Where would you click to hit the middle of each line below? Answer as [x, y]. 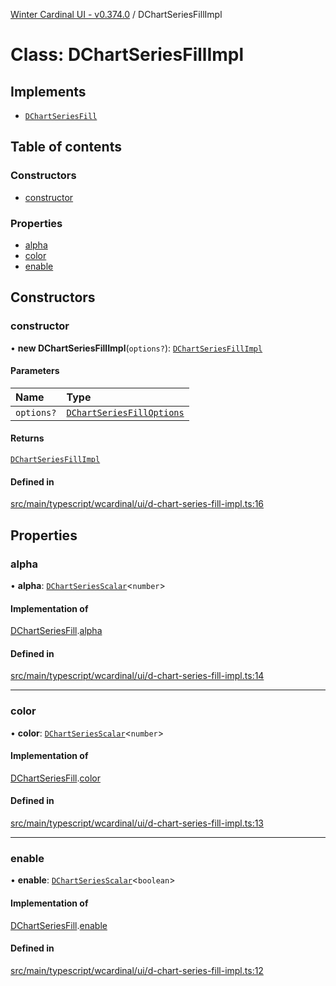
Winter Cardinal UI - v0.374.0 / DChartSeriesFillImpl [116, 14]
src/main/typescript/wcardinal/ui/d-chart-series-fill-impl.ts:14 [137, 676]
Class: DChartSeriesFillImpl [127, 55]
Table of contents [66, 147]
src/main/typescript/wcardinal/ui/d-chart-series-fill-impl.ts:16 [137, 504]
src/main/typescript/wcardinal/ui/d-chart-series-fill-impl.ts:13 [137, 823]
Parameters [35, 371]
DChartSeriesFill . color [55, 778]
